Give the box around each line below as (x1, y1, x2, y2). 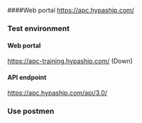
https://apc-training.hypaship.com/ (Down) (7, 57, 133, 66)
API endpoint (7, 73, 47, 81)
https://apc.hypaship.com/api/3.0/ (7, 88, 108, 98)
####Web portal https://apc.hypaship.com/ (7, 6, 135, 14)
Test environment (7, 23, 70, 33)
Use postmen (7, 106, 55, 116)
